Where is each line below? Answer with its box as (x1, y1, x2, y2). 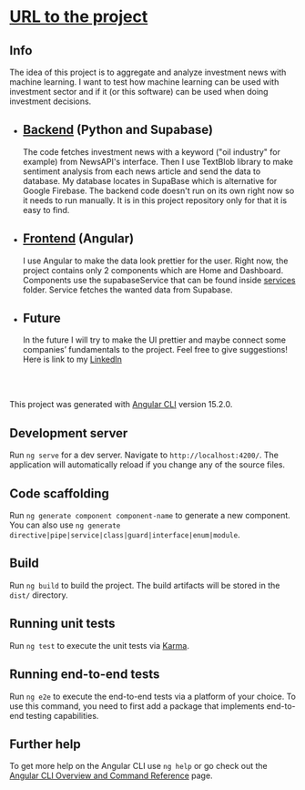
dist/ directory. (9, 590, 68, 600)
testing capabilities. (25, 710, 99, 721)
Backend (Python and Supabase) (22, 122, 214, 138)
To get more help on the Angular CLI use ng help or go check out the (9, 761, 268, 772)
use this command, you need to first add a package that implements (9, 700, 265, 712)
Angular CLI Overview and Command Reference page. (9, 770, 213, 781)
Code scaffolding (9, 486, 109, 501)
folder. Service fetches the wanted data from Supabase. (22, 284, 233, 295)
